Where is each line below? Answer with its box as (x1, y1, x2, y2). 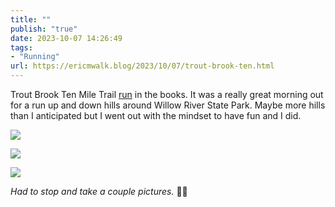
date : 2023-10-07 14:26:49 (10, 33, 123, 43)
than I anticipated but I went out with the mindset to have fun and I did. (10, 110, 302, 121)
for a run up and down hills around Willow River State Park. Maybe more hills (10, 99, 326, 111)
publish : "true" (10, 24, 78, 34)
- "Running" (10, 52, 60, 62)
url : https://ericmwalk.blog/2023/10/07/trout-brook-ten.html (10, 61, 275, 71)
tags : (10, 42, 33, 53)
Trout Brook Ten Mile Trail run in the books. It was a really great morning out (10, 89, 324, 100)
